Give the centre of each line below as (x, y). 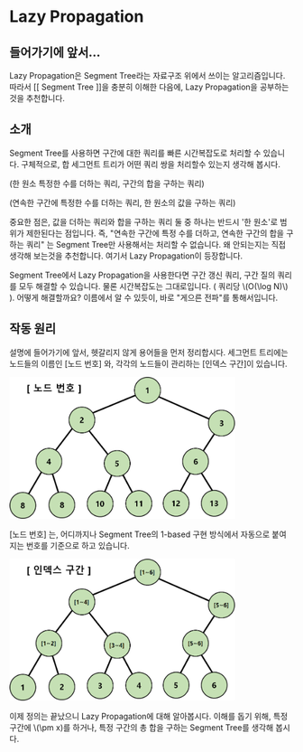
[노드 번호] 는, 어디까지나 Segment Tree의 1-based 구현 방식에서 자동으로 (140, 534)
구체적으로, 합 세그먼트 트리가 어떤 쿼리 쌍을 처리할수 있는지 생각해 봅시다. (151, 164)
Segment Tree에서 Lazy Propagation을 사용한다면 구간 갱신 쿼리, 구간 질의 (142, 275)
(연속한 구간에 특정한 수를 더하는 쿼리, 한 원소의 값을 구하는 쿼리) (123, 202)
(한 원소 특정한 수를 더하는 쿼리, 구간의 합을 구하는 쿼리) (107, 183)
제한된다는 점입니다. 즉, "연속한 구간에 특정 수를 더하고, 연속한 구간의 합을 (155, 233)
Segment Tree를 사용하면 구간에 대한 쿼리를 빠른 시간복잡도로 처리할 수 (135, 153)
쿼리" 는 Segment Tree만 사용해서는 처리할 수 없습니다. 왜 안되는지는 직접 (156, 244)
